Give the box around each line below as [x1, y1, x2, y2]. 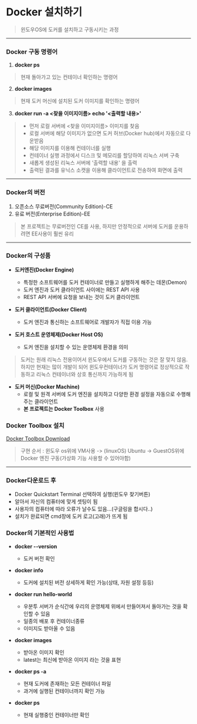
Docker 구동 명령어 [6, 48, 58, 56]
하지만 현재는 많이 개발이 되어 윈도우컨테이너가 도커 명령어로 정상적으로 [20, 363, 184, 370]
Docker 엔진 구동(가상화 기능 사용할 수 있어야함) [20, 454, 131, 462]
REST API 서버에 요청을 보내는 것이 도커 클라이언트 [23, 293, 140, 300]
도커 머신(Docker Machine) [14, 383, 80, 390]
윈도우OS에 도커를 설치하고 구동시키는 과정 [20, 26, 119, 33]
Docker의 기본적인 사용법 [6, 529, 74, 537]
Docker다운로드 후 [6, 476, 57, 484]
